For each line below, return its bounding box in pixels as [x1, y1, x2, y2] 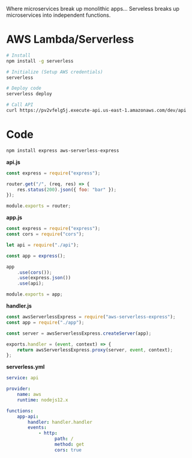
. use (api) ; [17, 280, 44, 286]
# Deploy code [6, 85, 42, 91]
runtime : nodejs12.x [17, 397, 68, 403]
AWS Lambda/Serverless [6, 32, 134, 46]
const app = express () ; [6, 253, 66, 259]
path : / [54, 436, 74, 442]
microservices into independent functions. [6, 11, 111, 19]
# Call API [6, 102, 34, 108]
